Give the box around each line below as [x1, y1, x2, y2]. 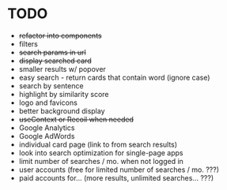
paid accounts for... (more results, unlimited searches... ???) [18, 173, 214, 182]
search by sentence [18, 80, 84, 91]
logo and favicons [18, 98, 78, 107]
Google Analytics [18, 123, 75, 132]
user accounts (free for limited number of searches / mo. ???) [18, 165, 219, 174]
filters [18, 39, 39, 48]
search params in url [18, 47, 86, 57]
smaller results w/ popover [18, 64, 106, 73]
